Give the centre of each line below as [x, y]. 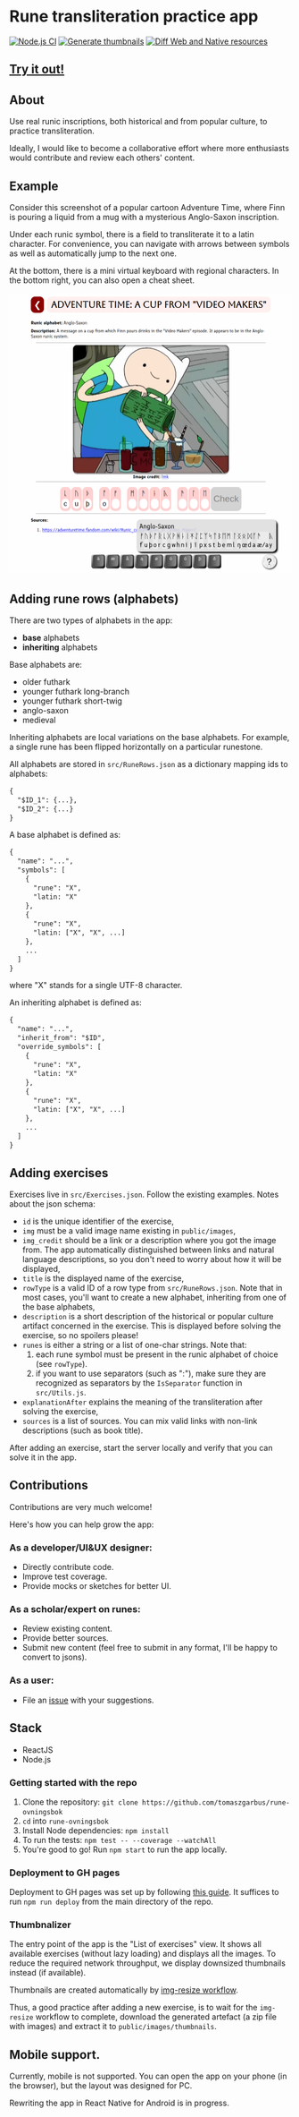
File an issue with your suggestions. [88, 1700]
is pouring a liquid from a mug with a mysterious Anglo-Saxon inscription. [144, 217]
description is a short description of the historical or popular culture [148, 1317]
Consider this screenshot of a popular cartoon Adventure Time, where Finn [147, 207]
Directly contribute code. [68, 1567]
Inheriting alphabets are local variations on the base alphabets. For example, [149, 738]
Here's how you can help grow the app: [82, 1524]
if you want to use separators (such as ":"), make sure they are [150, 1374]
